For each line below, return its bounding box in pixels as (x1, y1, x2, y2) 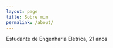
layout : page (6, 8, 38, 15)
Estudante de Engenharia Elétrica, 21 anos (6, 36, 108, 43)
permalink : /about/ (6, 19, 54, 25)
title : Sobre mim (6, 14, 49, 20)
